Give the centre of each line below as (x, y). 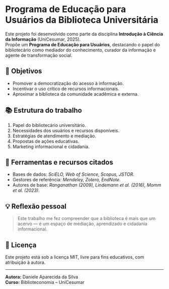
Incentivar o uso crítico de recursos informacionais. (66, 89)
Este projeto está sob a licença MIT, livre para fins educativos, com (75, 257)
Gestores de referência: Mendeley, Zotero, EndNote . (66, 180)
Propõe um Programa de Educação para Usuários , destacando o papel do (82, 44)
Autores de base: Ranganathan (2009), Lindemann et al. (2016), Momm (87, 185)
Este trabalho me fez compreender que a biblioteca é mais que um (87, 219)
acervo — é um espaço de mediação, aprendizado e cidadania (82, 224)
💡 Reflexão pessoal (36, 206)
